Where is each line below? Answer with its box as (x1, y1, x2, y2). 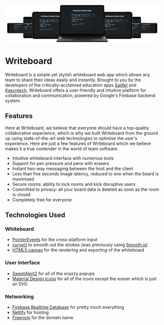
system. (5, 97, 21, 103)
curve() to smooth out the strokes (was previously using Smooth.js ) (12, 242, 148, 248)
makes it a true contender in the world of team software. (5, 145, 119, 151)
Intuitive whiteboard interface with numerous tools (12, 155, 114, 161)
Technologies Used (5, 211, 65, 219)
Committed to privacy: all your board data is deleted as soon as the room (12, 186, 159, 192)
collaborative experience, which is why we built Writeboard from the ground (5, 130, 158, 136)
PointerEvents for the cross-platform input (12, 237, 98, 243)
